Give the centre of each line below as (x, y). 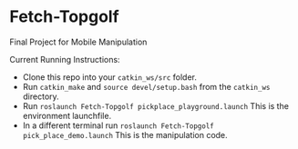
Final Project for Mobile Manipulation (78, 42)
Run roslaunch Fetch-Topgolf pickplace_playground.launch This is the (156, 105)
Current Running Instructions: (65, 59)
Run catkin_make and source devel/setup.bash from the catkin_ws (146, 86)
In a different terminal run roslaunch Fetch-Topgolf (118, 125)
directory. (41, 96)
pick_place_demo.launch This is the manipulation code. (125, 134)
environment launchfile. (67, 115)
